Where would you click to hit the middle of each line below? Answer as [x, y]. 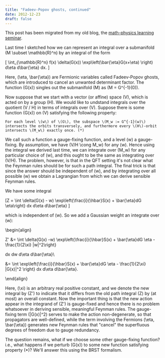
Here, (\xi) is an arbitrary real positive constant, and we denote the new [77, 288]
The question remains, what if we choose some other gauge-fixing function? [82, 340]
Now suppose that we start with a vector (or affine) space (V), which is [77, 97]
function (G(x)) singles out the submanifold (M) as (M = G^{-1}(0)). [72, 88]
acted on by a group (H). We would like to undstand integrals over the [75, 102]
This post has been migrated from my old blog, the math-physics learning [80, 33]
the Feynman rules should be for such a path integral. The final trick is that [80, 166]
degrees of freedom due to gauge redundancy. [53, 330]
